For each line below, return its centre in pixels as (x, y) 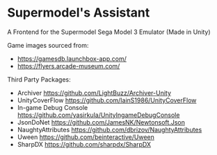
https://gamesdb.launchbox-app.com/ (72, 58)
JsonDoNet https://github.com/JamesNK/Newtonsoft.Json (101, 122)
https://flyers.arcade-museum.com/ (69, 66)
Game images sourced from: (48, 45)
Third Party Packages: (39, 79)
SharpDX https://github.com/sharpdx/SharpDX (84, 144)
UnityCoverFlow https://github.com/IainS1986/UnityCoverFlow (107, 100)
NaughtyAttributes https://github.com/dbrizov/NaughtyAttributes (110, 129)
